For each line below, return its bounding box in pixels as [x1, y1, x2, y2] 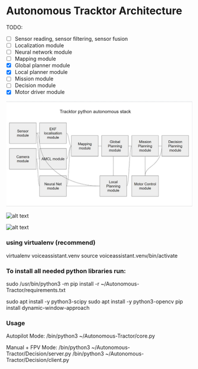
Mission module [14, 75, 54, 82]
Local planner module [14, 69, 68, 76]
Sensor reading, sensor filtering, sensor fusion [14, 35, 128, 42]
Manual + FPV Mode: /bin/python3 [6, 344, 90, 351]
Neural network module [14, 48, 73, 56]
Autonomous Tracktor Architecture [6, 4, 183, 18]
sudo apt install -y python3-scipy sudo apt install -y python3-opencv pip [6, 298, 183, 305]
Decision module [14, 82, 56, 89]
